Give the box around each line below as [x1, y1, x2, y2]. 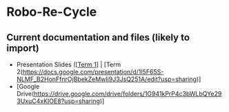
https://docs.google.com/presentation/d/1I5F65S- [22, 68, 164, 76]
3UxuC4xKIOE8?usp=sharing [16, 97, 101, 105]
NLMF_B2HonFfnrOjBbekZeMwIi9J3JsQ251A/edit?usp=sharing [16, 75, 197, 83]
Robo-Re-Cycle [6, 4, 97, 20]
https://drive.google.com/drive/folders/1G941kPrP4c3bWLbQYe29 [33, 90, 222, 98]
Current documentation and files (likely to [6, 32, 190, 43]
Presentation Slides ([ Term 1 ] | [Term [16, 60, 121, 69]
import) [6, 42, 39, 54]
